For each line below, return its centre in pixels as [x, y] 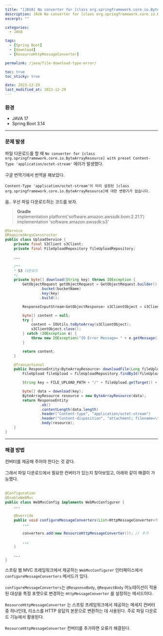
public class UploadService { [36, 240]
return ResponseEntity [45, 400]
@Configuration [20, 493]
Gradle [24, 211]
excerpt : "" [17, 18]
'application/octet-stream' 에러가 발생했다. [59, 164]
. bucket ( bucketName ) [60, 289]
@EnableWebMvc [19, 498]
